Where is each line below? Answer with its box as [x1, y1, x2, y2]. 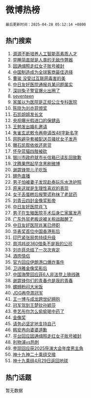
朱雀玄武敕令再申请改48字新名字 [12, 130, 79, 135]
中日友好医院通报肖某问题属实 [12, 81, 73, 87]
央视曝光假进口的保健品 [12, 117, 60, 123]
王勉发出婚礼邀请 [12, 124, 47, 130]
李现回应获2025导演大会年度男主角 [12, 345, 84, 351]
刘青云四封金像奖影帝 [12, 198, 56, 203]
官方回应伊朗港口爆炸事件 [12, 259, 65, 265]
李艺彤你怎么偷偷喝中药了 [12, 308, 65, 314]
